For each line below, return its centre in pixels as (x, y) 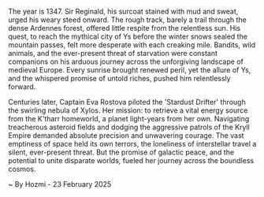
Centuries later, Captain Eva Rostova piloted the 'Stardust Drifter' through (127, 102)
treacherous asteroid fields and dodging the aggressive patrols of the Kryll (129, 127)
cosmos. (22, 169)
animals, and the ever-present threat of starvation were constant (113, 53)
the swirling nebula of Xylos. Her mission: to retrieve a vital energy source (128, 110)
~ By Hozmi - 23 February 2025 (60, 184)
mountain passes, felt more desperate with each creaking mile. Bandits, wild (132, 45)
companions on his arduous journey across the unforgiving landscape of (126, 61)
